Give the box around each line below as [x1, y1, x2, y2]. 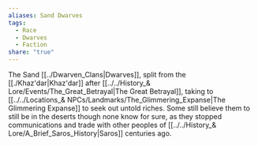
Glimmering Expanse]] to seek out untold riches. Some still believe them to [8, 103, 251, 113]
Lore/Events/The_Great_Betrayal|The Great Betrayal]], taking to [8, 87, 214, 95]
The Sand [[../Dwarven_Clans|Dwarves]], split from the [8, 70, 187, 79]
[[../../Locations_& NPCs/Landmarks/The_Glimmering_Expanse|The [8, 95, 226, 104]
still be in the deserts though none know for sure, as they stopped [8, 112, 222, 121]
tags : [8, 19, 26, 27]
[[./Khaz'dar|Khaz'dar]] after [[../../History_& [8, 78, 151, 88]
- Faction [15, 41, 47, 49]
